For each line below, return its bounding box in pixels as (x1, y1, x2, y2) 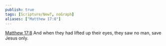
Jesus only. (5, 35, 29, 41)
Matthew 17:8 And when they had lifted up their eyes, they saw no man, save (5, 30, 162, 36)
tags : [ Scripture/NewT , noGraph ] (5, 12, 74, 17)
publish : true (5, 7, 35, 12)
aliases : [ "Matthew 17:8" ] (5, 16, 61, 21)
